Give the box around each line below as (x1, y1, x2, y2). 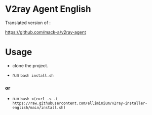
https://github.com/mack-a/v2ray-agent (5, 29, 86, 35)
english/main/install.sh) (12, 105, 66, 110)
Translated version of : (5, 20, 51, 26)
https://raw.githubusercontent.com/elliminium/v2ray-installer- (12, 101, 148, 106)
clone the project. (12, 62, 48, 68)
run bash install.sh (12, 72, 54, 78)
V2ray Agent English (5, 3, 91, 15)
